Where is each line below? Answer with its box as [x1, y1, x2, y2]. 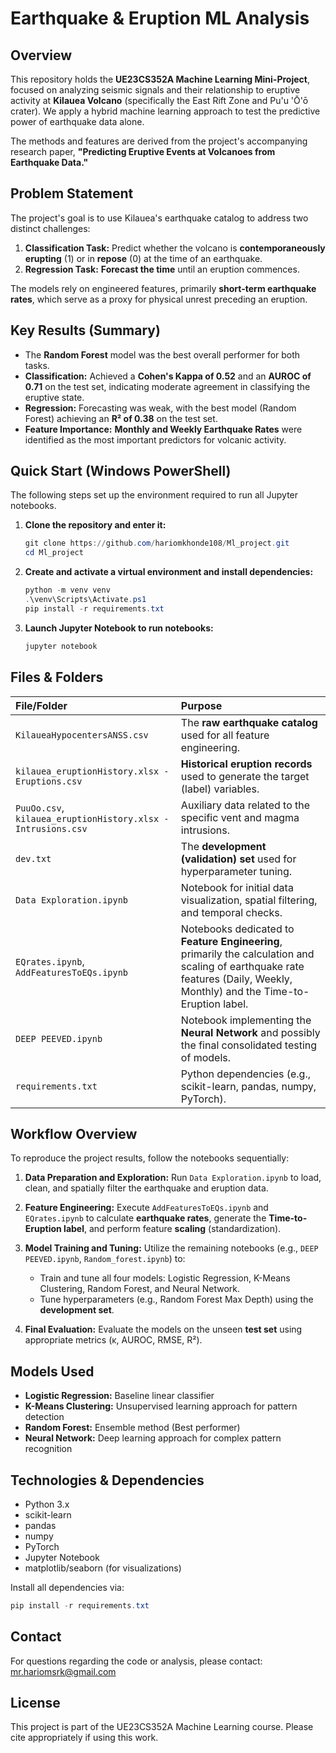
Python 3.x [24, 1498, 70, 1510]
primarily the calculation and [180, 947, 315, 961]
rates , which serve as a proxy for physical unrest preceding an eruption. [10, 293, 308, 305]
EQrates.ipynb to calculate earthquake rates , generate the [24, 1212, 267, 1224]
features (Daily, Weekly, [180, 972, 293, 986]
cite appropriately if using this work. [10, 1732, 159, 1744]
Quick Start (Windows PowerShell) [10, 463, 232, 480]
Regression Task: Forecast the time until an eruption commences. [24, 263, 300, 275]
